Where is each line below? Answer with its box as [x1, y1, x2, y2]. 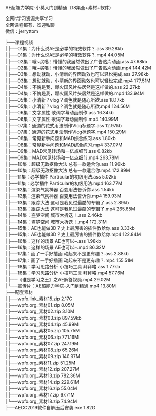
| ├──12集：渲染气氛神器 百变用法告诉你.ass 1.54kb [5, 187, 115, 192]
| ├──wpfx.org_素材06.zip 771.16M [5, 334, 79, 340]
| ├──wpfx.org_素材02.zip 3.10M [5, 308, 75, 314]
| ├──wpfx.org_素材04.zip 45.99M [5, 321, 79, 327]
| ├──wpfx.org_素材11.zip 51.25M [5, 360, 76, 366]
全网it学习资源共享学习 [5, 15, 53, 22]
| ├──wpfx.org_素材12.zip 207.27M [5, 366, 80, 372]
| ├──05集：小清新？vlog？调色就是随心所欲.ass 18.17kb [5, 97, 125, 103]
